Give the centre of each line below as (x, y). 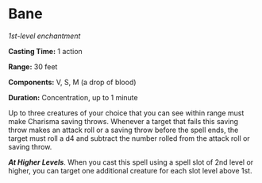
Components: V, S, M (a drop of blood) (72, 82)
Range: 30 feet (33, 66)
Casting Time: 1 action (46, 51)
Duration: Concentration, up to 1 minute (73, 97)
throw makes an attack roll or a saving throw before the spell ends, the (123, 130)
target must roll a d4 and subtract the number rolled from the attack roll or (129, 138)
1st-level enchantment (44, 36)
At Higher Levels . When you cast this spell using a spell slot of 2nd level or (131, 162)
